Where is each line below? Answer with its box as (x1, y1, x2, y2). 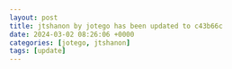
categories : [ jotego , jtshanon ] (9, 38, 130, 47)
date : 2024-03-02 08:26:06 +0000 (9, 30, 135, 39)
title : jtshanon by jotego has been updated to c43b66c (9, 22, 223, 30)
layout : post (9, 13, 58, 22)
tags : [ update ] (9, 47, 67, 56)
